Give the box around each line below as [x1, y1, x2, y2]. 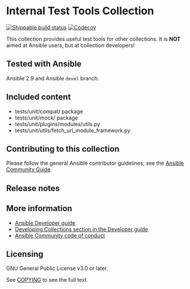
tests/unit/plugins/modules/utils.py [14, 120, 100, 127]
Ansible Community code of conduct [14, 232, 105, 239]
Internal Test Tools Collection [6, 4, 154, 18]
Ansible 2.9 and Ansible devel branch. [6, 74, 99, 81]
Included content [6, 92, 71, 102]
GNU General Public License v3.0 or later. [6, 265, 108, 272]
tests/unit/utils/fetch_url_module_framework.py [14, 127, 131, 134]
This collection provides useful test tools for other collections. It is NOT [6, 35, 180, 42]
